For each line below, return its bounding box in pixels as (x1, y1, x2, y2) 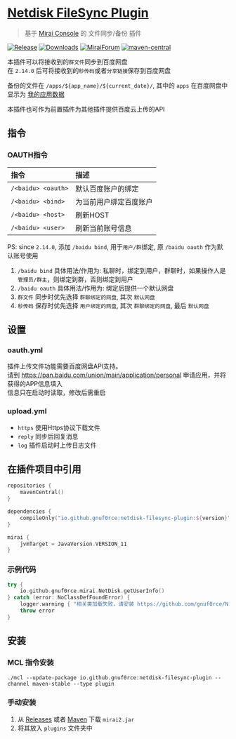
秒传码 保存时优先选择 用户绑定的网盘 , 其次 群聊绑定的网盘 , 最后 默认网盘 (17, 301, 209, 309)
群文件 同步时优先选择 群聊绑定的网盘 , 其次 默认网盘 (17, 293, 156, 301)
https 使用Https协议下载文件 (17, 423, 100, 432)
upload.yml (7, 406, 47, 416)
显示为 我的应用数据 (7, 90, 65, 98)
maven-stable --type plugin (32, 680, 114, 687)
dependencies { (7, 508, 52, 515)
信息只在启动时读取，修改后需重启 (7, 388, 106, 397)
